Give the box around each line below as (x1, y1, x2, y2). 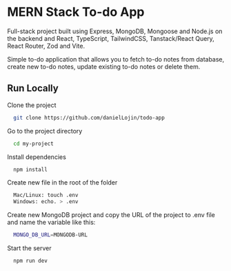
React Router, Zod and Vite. (7, 41, 85, 50)
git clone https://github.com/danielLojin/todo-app (13, 114, 165, 121)
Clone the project (7, 101, 57, 109)
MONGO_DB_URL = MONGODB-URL (13, 232, 88, 239)
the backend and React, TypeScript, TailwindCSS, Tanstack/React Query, (7, 34, 215, 42)
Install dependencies (7, 153, 67, 161)
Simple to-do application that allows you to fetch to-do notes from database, (7, 55, 225, 63)
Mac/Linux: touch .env (13, 191, 79, 199)
